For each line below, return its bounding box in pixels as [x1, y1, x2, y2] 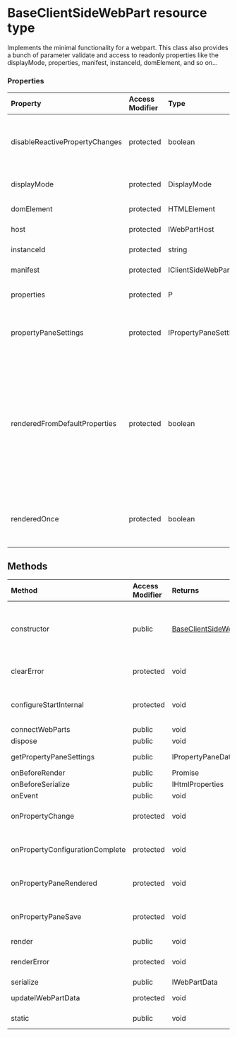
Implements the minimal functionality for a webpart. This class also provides [7, 43, 229, 52]
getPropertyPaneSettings [11, 752, 95, 762]
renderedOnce [11, 514, 59, 524]
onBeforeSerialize [11, 779, 71, 789]
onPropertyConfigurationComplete [11, 845, 126, 855]
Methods [7, 560, 48, 572]
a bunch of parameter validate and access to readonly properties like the [7, 51, 219, 59]
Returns [171, 586, 200, 595]
